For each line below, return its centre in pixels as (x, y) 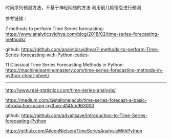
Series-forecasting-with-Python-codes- (48, 55)
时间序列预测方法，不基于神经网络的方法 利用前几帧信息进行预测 (73, 7)
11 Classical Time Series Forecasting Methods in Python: (65, 65)
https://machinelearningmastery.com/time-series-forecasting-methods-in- (84, 70)
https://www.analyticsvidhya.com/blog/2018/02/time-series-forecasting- (82, 34)
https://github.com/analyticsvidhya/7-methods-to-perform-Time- (90, 49)
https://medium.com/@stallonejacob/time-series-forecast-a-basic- (76, 100)
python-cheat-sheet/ (27, 75)
